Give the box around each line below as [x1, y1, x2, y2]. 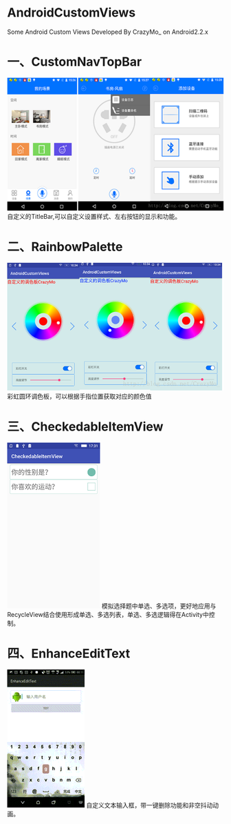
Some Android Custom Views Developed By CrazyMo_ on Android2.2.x [7, 28, 208, 36]
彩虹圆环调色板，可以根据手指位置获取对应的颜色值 [7, 392, 152, 400]
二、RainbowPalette [7, 239, 123, 255]
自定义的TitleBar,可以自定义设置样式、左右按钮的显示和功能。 [7, 212, 181, 220]
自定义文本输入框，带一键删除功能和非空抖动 [85, 801, 213, 809]
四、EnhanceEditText [7, 645, 131, 661]
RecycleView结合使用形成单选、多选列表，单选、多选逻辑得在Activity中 [7, 610, 210, 618]
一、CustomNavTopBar [7, 54, 142, 70]
